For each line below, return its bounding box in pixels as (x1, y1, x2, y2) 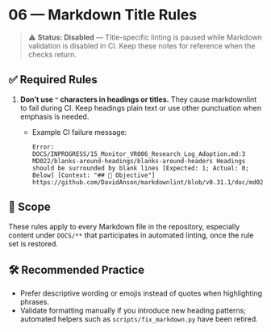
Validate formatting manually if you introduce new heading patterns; (19, 305, 246, 316)
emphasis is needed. (19, 111, 90, 121)
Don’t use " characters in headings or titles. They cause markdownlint (19, 95, 257, 104)
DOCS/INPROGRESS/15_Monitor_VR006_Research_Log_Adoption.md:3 (31, 149, 246, 158)
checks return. (27, 49, 77, 59)
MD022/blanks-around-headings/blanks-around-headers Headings (31, 157, 246, 165)
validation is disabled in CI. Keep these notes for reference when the (27, 40, 256, 50)
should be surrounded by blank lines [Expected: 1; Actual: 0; (31, 164, 250, 172)
